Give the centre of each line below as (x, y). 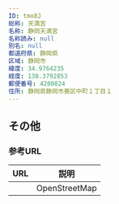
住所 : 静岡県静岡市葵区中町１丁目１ (60, 91)
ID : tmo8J (25, 16)
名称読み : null (32, 38)
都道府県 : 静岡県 (33, 53)
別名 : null (25, 46)
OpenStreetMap (66, 189)
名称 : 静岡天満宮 (33, 31)
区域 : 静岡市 (27, 62)
